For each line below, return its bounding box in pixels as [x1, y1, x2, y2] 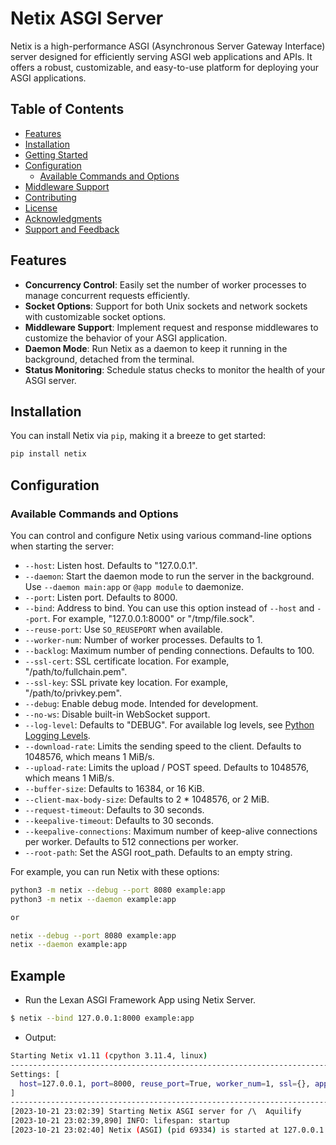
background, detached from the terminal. [24, 353, 195, 365]
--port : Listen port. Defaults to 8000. [24, 591, 178, 603]
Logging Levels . [24, 729, 91, 741]
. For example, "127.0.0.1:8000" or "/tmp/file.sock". [47, 612, 255, 624]
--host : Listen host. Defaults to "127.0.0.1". [24, 559, 198, 571]
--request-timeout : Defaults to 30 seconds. [24, 803, 205, 816]
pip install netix [10, 449, 87, 459]
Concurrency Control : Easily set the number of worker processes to [24, 278, 307, 291]
